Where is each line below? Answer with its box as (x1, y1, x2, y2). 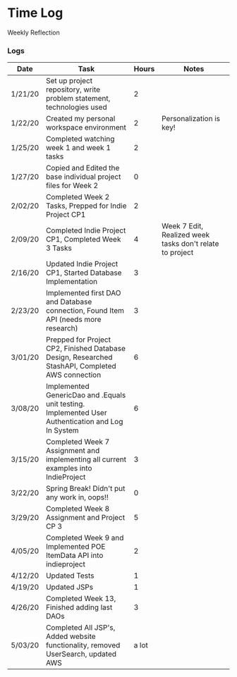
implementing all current (45, 454, 127, 464)
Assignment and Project (45, 513, 126, 523)
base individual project (45, 172, 121, 182)
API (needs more (45, 315, 102, 325)
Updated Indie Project (45, 259, 119, 269)
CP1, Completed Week (45, 235, 121, 244)
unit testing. (45, 399, 85, 409)
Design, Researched (45, 352, 113, 362)
